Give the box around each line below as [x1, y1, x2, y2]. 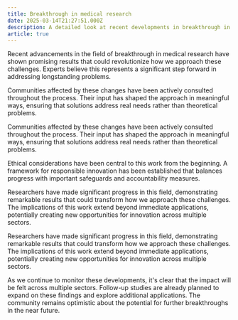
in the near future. [7, 306, 60, 315]
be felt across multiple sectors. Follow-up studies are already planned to [7, 284, 220, 292]
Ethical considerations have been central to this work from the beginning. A [7, 159, 228, 168]
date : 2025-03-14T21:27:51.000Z [7, 17, 103, 24]
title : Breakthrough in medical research [7, 10, 132, 18]
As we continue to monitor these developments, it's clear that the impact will [7, 276, 232, 284]
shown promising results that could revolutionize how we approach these [7, 58, 222, 66]
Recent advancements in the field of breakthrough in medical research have [7, 50, 229, 58]
